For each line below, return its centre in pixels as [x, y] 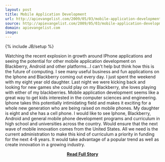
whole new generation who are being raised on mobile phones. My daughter [82, 108]
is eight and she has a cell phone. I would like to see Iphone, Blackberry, [78, 113]
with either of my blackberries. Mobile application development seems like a [82, 92]
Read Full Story [82, 154]
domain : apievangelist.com [33, 28]
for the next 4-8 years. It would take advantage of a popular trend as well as [82, 139]
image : [12, 32]
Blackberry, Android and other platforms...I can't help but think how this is [80, 66]
